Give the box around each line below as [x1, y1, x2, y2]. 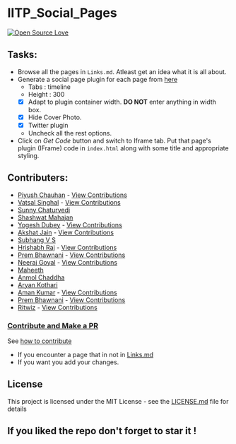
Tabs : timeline [28, 83, 71, 91]
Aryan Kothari [17, 280, 58, 289]
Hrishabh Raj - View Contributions [17, 243, 117, 251]
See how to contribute [7, 337, 72, 345]
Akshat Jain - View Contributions [17, 228, 114, 236]
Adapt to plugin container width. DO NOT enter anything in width [28, 97, 217, 106]
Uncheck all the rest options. [28, 128, 112, 137]
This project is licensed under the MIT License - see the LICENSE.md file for [7, 397, 229, 405]
